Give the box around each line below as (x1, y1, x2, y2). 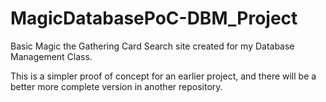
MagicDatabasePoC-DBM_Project (10, 7, 298, 30)
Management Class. (10, 50, 93, 62)
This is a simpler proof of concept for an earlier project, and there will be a (10, 70, 317, 82)
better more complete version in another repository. (10, 80, 223, 92)
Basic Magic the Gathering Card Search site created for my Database (10, 40, 295, 52)
